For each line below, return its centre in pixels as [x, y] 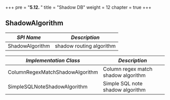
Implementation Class [53, 60]
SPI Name [29, 37]
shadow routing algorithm [85, 46]
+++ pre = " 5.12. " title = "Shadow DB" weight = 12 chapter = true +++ [78, 7]
